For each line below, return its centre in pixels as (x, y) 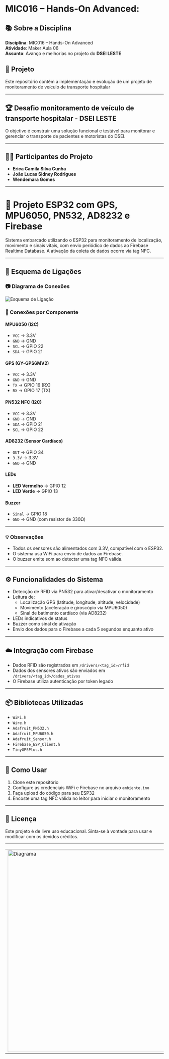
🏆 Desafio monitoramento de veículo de (70, 108)
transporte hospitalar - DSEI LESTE (61, 118)
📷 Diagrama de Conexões (37, 286)
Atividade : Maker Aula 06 (32, 48)
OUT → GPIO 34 (28, 452)
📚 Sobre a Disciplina (38, 28)
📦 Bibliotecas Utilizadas (45, 703)
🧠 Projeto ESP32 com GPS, (61, 205)
